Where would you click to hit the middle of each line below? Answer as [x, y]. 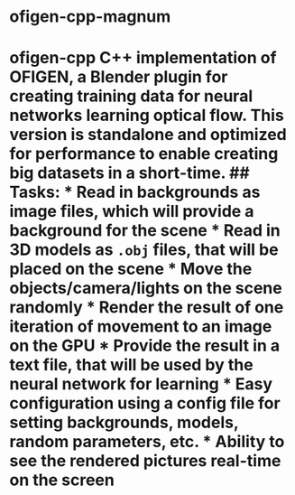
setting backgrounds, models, [124, 423]
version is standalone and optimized [148, 135]
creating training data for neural [131, 96]
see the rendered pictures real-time [145, 461]
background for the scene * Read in [145, 231]
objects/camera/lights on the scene [146, 289]
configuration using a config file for [145, 403]
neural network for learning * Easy [141, 384]
